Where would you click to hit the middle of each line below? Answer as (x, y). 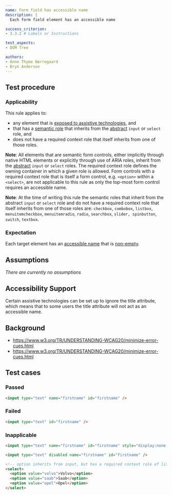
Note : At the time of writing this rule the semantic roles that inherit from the (84, 198)
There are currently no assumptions (43, 272)
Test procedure (30, 87)
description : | (21, 15)
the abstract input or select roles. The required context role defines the (81, 166)
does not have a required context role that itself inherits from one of (84, 140)
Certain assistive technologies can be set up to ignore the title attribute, (81, 301)
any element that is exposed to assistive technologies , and (74, 123)
